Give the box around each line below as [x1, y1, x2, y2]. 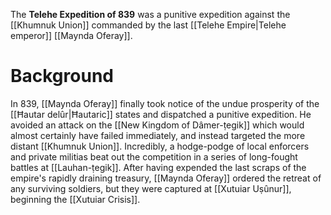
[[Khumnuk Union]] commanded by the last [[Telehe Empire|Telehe [10, 19, 287, 31]
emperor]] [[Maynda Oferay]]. [10, 30, 133, 41]
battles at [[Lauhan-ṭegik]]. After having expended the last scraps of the [10, 161, 307, 173]
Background [10, 65, 114, 88]
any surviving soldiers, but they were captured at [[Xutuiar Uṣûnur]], [10, 182, 292, 194]
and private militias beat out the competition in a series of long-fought [10, 150, 298, 163]
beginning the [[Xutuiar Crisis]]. [10, 193, 141, 205]
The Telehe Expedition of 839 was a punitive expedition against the [10, 9, 291, 20]
